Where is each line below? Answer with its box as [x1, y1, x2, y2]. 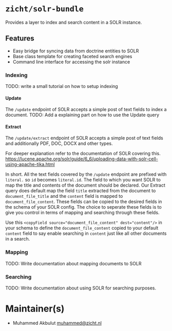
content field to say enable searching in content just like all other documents [5, 230, 167, 236]
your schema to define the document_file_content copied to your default [5, 225, 159, 231]
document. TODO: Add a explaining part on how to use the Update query [5, 112, 160, 118]
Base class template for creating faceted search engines [12, 53, 132, 59]
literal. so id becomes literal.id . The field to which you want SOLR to [5, 177, 161, 183]
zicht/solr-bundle [5, 4, 84, 14]
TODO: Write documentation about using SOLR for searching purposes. [5, 285, 157, 291]
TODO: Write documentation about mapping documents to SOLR [5, 260, 142, 266]
